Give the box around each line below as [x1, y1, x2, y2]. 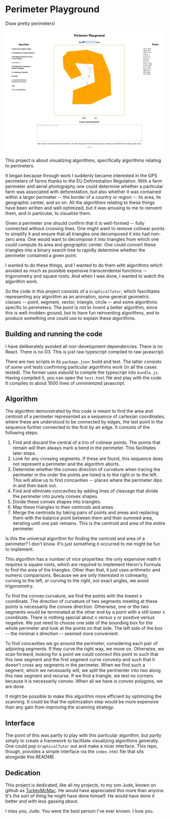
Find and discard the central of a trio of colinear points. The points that [12, 440, 161, 446]
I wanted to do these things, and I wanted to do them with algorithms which [5, 262, 163, 268]
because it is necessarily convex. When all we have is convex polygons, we [5, 678, 163, 684]
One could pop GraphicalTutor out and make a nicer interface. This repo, [5, 743, 158, 749]
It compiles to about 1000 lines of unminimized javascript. [5, 380, 126, 386]
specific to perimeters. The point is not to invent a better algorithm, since [5, 304, 158, 310]
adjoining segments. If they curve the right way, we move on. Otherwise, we [5, 646, 164, 652]
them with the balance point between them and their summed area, [12, 515, 153, 521]
